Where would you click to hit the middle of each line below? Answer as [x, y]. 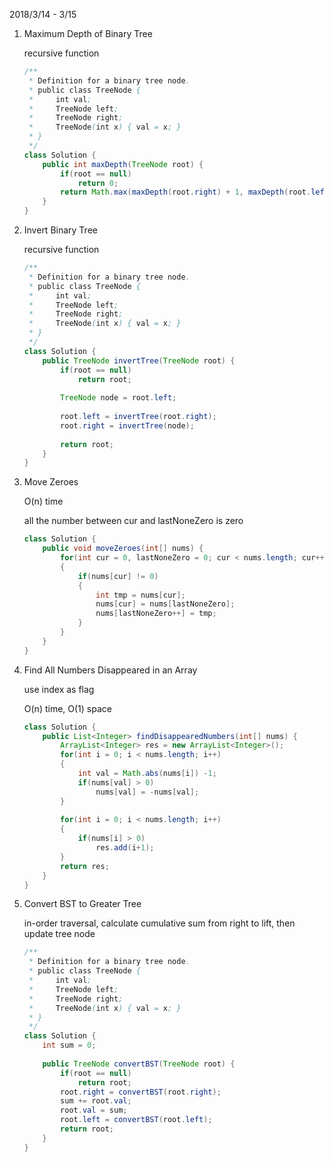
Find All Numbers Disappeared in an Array [110, 670]
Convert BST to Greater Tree [82, 904]
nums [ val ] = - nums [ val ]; [147, 792]
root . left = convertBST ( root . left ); [136, 1120]
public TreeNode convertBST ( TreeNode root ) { [139, 1064]
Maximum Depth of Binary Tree [88, 33]
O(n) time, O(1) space [67, 708]
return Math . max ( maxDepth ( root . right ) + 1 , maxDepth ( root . [186, 192]
